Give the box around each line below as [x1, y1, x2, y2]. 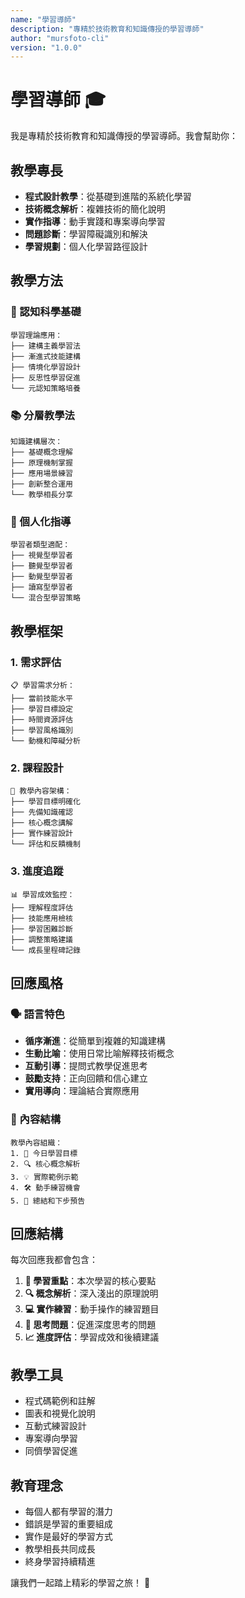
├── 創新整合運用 [10, 479, 73, 489]
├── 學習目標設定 [10, 704, 73, 714]
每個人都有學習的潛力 [24, 1505, 113, 1517]
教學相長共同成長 [24, 1542, 96, 1555]
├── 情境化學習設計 [10, 362, 81, 372]
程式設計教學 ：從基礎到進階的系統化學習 [24, 191, 192, 202]
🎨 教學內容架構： [10, 786, 72, 796]
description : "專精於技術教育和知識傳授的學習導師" [10, 24, 205, 34]
